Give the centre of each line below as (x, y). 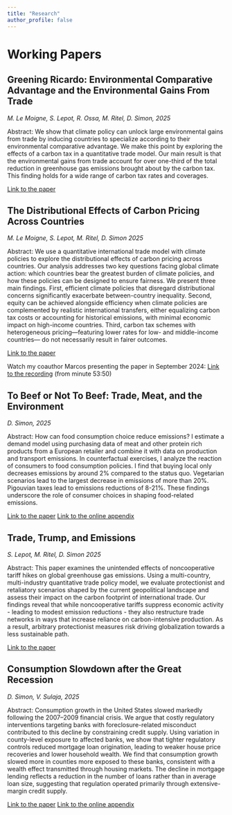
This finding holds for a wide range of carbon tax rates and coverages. (108, 175)
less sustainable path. (38, 634)
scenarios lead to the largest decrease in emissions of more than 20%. (108, 481)
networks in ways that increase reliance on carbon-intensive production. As (115, 619)
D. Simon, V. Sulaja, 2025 (43, 697)
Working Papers (54, 54)
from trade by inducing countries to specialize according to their (99, 138)
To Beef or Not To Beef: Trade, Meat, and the (105, 395)
